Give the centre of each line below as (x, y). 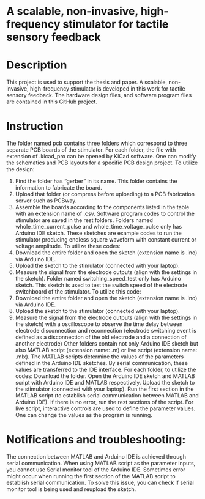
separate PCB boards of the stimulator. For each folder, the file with (91, 150)
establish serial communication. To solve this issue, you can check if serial (100, 482)
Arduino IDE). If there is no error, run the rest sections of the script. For (104, 402)
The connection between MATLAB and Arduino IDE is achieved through (96, 456)
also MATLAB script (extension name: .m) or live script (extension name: (106, 350)
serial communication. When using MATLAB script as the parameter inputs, (101, 463)
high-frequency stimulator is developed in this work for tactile (107, 89)
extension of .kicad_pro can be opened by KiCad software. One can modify (101, 157)
